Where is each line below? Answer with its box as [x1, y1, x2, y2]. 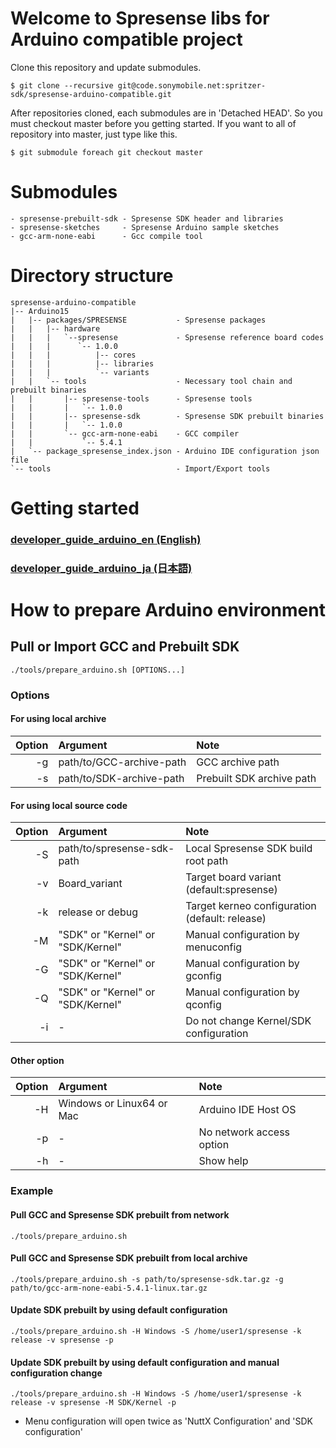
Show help [198, 1154, 249, 1168]
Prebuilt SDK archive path [196, 771, 317, 785]
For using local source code [10, 799, 128, 811]
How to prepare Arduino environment [10, 599, 326, 622]
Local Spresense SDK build [185, 842, 313, 856]
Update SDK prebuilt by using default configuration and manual [10, 1356, 280, 1368]
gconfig [185, 969, 222, 983]
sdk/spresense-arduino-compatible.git [10, 89, 172, 99]
